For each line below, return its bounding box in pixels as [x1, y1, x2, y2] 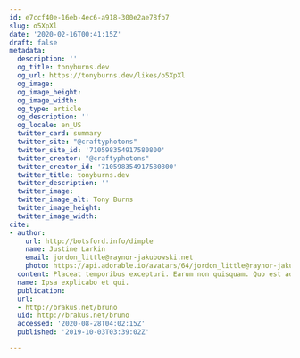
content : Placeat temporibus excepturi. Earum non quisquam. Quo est [17, 270, 281, 279]
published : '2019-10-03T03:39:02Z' [17, 328, 150, 337]
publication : [17, 286, 66, 295]
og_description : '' [17, 112, 90, 121]
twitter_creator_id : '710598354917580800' [17, 162, 178, 171]
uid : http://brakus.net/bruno [17, 311, 129, 321]
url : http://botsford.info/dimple [25, 237, 154, 246]
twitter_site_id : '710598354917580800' [17, 145, 166, 154]
